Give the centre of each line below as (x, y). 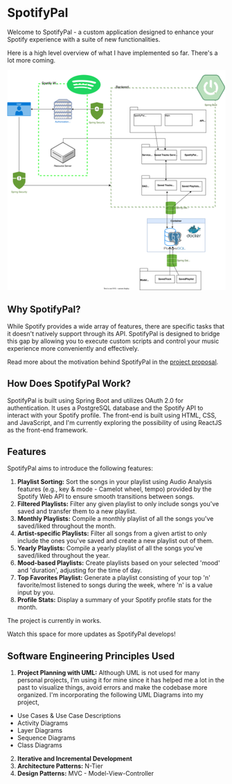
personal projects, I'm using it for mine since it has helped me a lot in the (121, 680)
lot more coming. (32, 60)
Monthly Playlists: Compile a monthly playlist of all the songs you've (115, 519)
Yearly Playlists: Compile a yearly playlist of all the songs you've (110, 548)
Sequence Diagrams (46, 738)
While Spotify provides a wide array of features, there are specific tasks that (116, 326)
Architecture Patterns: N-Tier (60, 766)
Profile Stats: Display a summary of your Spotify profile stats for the (115, 600)
